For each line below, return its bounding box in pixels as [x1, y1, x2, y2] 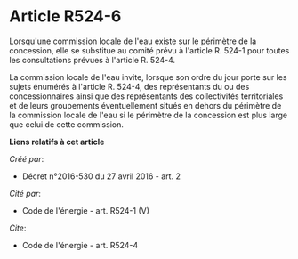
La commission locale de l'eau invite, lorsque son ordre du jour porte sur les [9, 71, 287, 82]
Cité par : [9, 188, 42, 198]
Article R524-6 [9, 6, 122, 27]
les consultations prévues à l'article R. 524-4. [9, 54, 176, 65]
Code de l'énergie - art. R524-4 [21, 239, 139, 250]
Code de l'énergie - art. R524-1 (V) [21, 205, 149, 215]
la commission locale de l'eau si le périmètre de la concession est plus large [9, 109, 287, 120]
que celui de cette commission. [9, 118, 125, 130]
